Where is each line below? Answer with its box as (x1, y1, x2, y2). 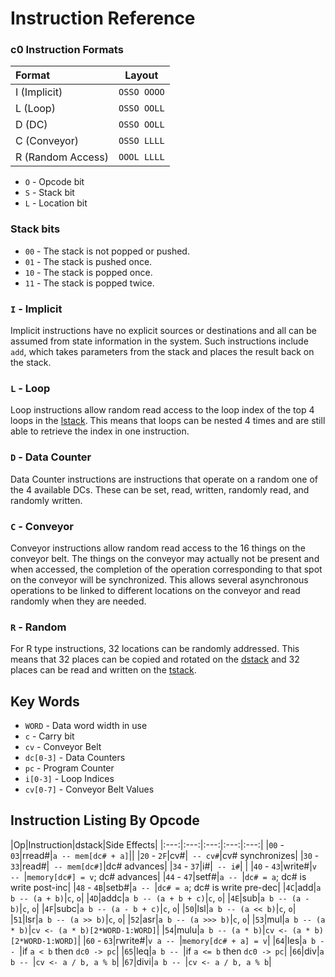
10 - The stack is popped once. (24, 266, 153, 278)
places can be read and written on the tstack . (10, 664, 197, 676)
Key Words (10, 693, 80, 710)
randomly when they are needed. (10, 595, 147, 607)
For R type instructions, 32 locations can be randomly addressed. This (10, 643, 300, 655)
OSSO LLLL (118, 135, 165, 147)
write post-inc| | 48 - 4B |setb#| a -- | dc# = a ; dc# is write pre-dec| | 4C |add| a (10, 881, 322, 893)
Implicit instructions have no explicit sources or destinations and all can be (10, 325, 317, 337)
